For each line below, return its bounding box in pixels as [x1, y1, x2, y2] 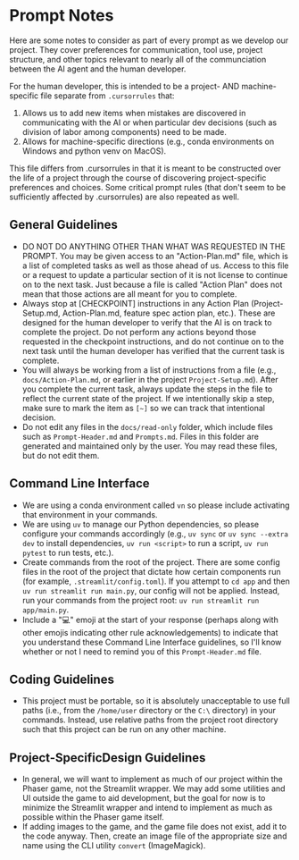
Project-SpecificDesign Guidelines [9, 750, 206, 765]
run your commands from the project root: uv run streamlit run [21, 594, 260, 605]
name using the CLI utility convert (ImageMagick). [21, 840, 206, 851]
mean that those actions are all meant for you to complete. [21, 288, 237, 299]
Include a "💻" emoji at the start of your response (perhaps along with [21, 614, 278, 625]
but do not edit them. [21, 450, 100, 460]
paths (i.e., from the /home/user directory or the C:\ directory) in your [21, 705, 277, 716]
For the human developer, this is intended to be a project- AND [9, 80, 240, 91]
